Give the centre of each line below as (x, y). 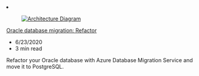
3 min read (29, 49)
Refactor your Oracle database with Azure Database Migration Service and (99, 60)
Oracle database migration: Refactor (52, 30)
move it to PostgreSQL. (35, 67)
